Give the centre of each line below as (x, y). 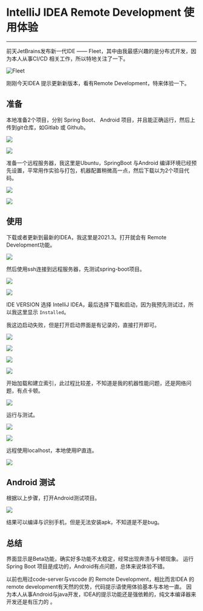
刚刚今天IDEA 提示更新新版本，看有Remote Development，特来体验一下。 (98, 83)
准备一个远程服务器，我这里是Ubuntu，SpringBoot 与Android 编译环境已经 (99, 163)
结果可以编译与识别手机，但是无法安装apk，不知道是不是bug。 (85, 522)
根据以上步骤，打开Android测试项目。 (53, 498)
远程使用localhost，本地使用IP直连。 (52, 450)
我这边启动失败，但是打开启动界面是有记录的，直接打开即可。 (83, 325)
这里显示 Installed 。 (43, 312)
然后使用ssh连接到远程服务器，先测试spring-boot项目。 (76, 269)
